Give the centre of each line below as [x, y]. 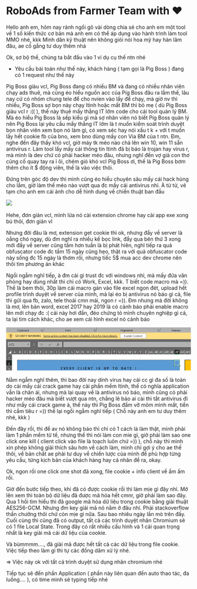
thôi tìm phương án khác [35, 264]
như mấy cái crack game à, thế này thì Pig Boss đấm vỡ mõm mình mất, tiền [98, 405]
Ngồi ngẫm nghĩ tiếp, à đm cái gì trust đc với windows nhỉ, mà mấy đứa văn [97, 275]
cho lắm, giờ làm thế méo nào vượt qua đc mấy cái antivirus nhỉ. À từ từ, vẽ [96, 185]
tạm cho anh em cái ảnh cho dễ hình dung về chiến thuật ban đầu [85, 191]
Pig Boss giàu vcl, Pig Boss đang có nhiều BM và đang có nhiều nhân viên [95, 86]
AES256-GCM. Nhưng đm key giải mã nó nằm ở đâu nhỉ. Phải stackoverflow [98, 508]
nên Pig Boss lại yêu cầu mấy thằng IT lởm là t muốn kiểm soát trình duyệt [95, 124]
